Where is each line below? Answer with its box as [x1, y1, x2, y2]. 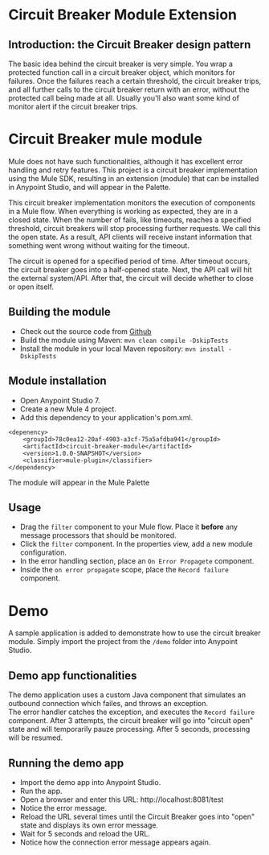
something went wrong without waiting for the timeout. [8, 240, 190, 250]
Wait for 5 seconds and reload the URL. [19, 828, 150, 838]
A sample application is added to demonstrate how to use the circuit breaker [8, 628, 261, 638]
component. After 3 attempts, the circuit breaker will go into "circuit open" [8, 716, 254, 725]
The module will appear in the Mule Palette [8, 477, 150, 487]
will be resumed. [8, 733, 63, 742]
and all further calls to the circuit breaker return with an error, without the [8, 85, 251, 94]
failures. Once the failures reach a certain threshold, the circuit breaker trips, [8, 76, 262, 85]
